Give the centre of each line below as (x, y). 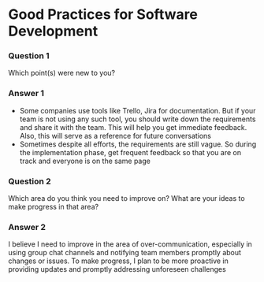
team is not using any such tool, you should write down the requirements (138, 119)
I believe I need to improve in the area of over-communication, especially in (130, 244)
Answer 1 (26, 94)
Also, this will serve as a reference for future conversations (115, 135)
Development (53, 31)
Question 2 (30, 181)
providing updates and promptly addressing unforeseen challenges (117, 269)
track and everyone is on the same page (85, 161)
